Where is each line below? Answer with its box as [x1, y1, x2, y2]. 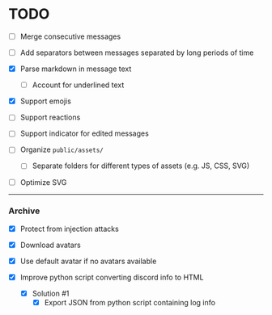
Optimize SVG [19, 177, 67, 187]
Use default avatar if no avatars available [19, 256, 157, 266]
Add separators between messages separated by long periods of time [19, 48, 254, 57]
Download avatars [19, 240, 81, 250]
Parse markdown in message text [19, 64, 132, 73]
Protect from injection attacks [19, 224, 119, 233]
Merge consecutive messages [19, 31, 121, 41]
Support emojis [19, 96, 71, 106]
